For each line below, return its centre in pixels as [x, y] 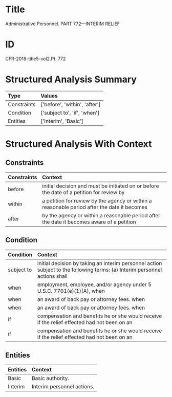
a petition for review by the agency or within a [97, 200]
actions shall [52, 276]
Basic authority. [50, 379]
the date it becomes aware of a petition [89, 222]
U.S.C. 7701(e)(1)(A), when [71, 291]
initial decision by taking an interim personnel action [100, 263]
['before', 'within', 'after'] [71, 104]
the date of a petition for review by [83, 192]
